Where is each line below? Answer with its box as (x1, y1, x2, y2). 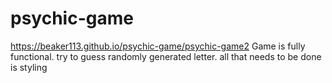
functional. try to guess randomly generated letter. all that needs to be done (10, 50, 322, 62)
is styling (10, 61, 48, 73)
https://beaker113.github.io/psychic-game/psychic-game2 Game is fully (10, 40, 306, 52)
